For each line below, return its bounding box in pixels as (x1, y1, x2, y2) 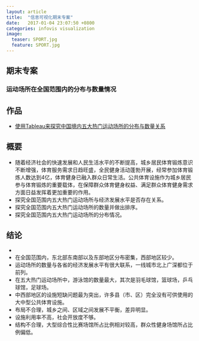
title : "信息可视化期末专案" (6, 14, 74, 20)
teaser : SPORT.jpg (11, 36, 58, 42)
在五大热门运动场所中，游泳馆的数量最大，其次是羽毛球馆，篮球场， (14, 276, 183, 283)
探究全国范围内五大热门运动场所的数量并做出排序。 (14, 203, 141, 211)
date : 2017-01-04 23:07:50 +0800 (6, 20, 95, 26)
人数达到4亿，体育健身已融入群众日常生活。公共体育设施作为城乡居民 (20, 173, 191, 181)
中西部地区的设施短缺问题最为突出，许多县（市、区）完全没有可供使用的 (14, 291, 193, 298)
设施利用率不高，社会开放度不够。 (14, 313, 99, 321)
